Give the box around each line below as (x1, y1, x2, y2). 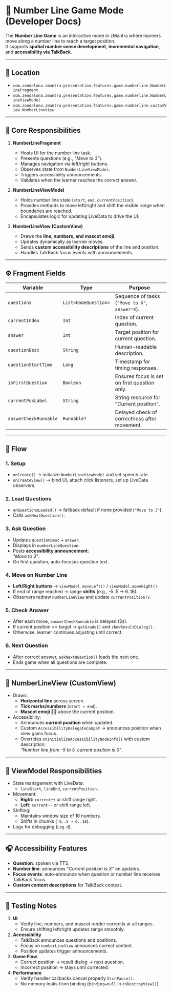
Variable (22, 284, 44, 291)
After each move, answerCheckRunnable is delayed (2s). (12, 618, 128, 624)
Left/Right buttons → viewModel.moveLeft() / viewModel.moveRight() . (12, 583, 159, 589)
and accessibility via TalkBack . (5, 49, 73, 55)
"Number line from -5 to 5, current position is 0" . (20, 747, 123, 753)
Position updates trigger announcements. (20, 948, 108, 954)
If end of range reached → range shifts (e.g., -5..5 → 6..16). (12, 588, 138, 594)
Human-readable (115, 343, 157, 351)
